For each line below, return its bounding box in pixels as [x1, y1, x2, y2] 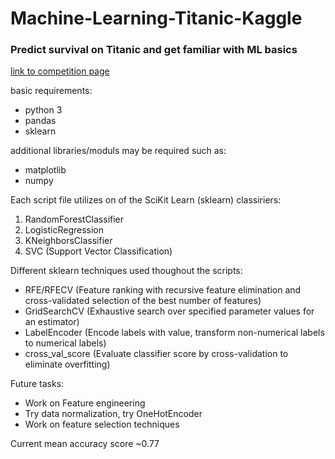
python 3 [24, 104, 63, 116]
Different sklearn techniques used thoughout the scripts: [10, 265, 243, 277]
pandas [24, 115, 57, 127]
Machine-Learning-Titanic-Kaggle [10, 7, 303, 30]
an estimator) [24, 316, 80, 328]
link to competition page [10, 65, 110, 77]
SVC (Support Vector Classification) [24, 245, 173, 257]
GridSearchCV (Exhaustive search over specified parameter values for [24, 305, 315, 317]
